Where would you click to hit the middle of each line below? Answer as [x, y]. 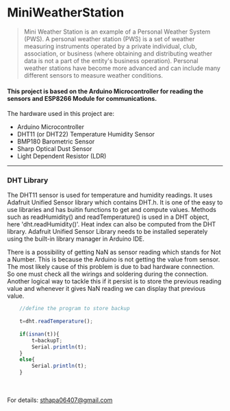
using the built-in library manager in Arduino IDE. [76, 239]
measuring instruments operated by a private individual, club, [110, 46]
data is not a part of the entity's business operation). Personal [111, 60]
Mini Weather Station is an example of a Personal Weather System [117, 32]
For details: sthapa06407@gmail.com [60, 400]
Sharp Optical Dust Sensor [54, 149]
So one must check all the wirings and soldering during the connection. [108, 274]
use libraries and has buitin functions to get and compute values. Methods [112, 210]
